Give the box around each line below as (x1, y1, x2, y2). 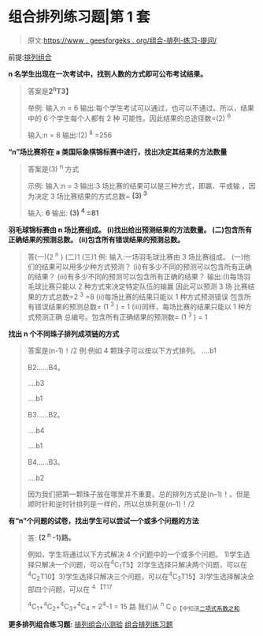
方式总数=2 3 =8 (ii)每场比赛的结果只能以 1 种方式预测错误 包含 (41, 290, 245, 301)
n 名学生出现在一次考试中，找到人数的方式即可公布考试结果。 (8, 69, 208, 78)
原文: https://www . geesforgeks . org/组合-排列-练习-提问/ (27, 36, 217, 45)
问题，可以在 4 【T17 (48, 583, 113, 593)
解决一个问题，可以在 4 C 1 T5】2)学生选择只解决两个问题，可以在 (41, 559, 248, 571)
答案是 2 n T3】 (27, 84, 73, 95)
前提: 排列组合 (8, 52, 53, 62)
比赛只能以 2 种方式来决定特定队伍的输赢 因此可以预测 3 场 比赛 (41, 282, 248, 291)
